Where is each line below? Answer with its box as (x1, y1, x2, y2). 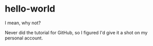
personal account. (5, 35, 43, 41)
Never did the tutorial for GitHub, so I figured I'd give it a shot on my (5, 29, 148, 35)
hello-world (5, 3, 56, 15)
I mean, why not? (5, 20, 41, 26)
